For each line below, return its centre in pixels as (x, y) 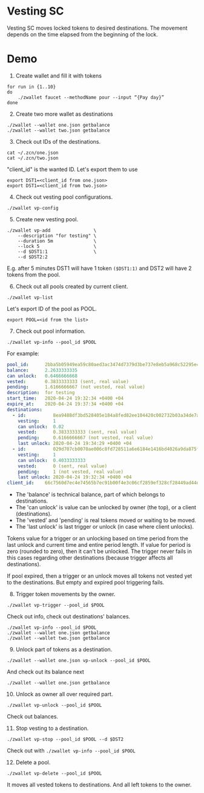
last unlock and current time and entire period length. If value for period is (99, 545)
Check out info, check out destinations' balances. (69, 617)
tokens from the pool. (34, 275)
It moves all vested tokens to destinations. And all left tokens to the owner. (99, 785)
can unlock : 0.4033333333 (52, 460)
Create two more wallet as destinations (64, 114)
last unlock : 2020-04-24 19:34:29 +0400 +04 (75, 444)
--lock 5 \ (57, 246)
